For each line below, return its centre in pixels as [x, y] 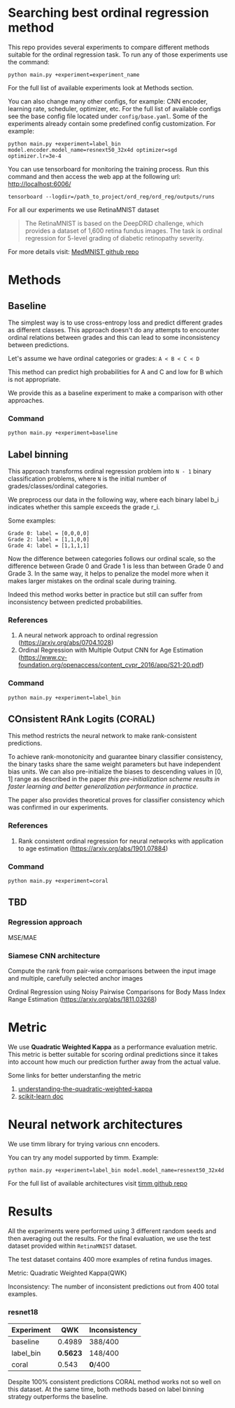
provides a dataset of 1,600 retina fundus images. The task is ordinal [124, 230]
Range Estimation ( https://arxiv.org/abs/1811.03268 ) [83, 1000]
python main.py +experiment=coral [58, 881]
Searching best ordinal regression [108, 13]
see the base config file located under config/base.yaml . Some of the [108, 116]
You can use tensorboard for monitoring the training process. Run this [108, 169]
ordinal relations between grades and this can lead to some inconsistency [114, 337]
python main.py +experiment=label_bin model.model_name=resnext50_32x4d [116, 1170]
